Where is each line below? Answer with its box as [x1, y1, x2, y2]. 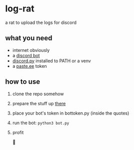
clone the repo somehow [12, 91, 64, 97]
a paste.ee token [12, 63, 47, 69]
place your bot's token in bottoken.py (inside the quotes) [12, 110, 129, 116]
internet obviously [12, 47, 50, 53]
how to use [5, 78, 40, 86]
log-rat [5, 3, 35, 14]
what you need [5, 34, 52, 42]
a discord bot [12, 52, 40, 58]
